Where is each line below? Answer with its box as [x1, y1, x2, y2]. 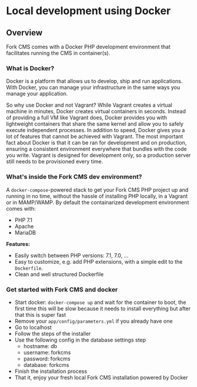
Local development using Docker [6, 4, 171, 18]
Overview [6, 28, 43, 38]
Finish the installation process [14, 368, 87, 375]
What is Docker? [6, 64, 55, 72]
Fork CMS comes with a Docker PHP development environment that [6, 43, 171, 50]
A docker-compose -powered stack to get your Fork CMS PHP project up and [6, 186, 189, 193]
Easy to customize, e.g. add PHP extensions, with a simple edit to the [14, 258, 183, 265]
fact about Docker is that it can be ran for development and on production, [6, 139, 187, 146]
